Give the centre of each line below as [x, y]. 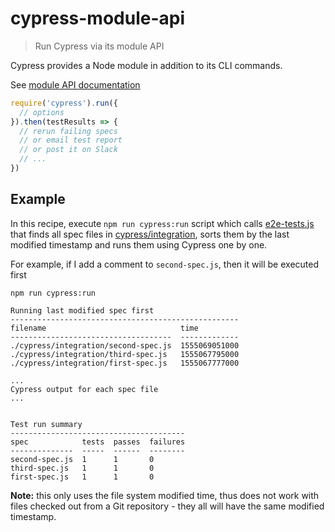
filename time [104, 328]
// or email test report [71, 140]
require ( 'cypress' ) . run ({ [64, 103]
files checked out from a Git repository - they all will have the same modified [167, 506]
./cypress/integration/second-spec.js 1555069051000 [125, 345]
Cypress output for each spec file [84, 389]
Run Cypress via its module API [99, 46]
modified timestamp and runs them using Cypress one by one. [139, 244]
